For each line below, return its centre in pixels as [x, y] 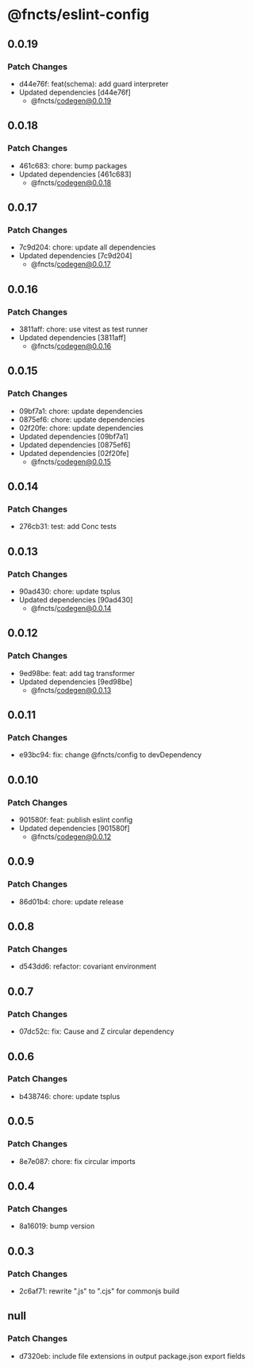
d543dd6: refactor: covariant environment [87, 966]
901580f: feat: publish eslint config [76, 820]
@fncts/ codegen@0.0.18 [71, 182]
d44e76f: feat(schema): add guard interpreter [94, 83]
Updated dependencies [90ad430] [76, 600]
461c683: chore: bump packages [73, 165]
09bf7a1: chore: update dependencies [81, 411]
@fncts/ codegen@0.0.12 [71, 837]
